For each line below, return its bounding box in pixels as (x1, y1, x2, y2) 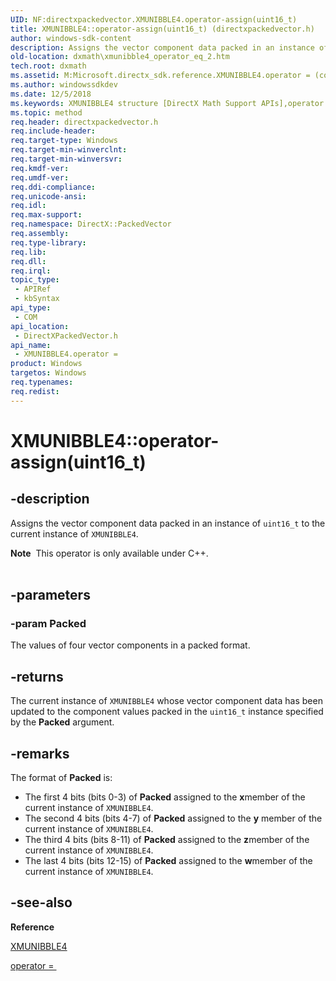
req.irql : (10, 266, 52, 276)
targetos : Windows (10, 368, 87, 378)
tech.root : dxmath (10, 61, 87, 71)
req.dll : (10, 256, 47, 266)
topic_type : (10, 275, 60, 285)
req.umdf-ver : (10, 172, 70, 183)
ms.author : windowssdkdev (10, 80, 118, 90)
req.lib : (10, 247, 47, 257)
